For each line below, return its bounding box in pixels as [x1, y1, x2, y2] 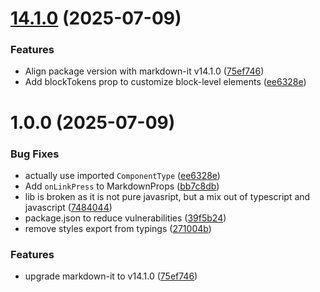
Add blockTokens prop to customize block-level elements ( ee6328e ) [24, 76, 307, 88]
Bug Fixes [10, 147, 60, 161]
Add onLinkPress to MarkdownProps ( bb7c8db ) [24, 180, 220, 192]
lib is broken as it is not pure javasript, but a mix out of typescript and [24, 190, 311, 202]
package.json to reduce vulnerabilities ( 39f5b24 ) [24, 212, 227, 224]
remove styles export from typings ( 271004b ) [24, 222, 212, 234]
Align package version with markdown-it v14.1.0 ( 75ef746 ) [24, 65, 265, 77]
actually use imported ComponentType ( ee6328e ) [24, 169, 221, 181]
